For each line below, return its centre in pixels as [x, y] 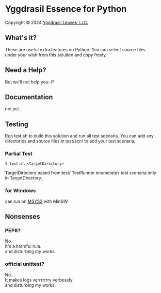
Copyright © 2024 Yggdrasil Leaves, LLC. [47, 22]
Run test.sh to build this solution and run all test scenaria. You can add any [80, 136]
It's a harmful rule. [23, 246]
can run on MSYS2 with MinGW [37, 201]
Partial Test [19, 154]
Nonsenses [23, 217]
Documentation [29, 97]
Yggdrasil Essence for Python [66, 9]
